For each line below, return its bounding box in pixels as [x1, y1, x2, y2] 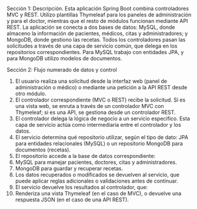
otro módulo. [15, 90, 46, 97]
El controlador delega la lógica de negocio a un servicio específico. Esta [15, 115, 191, 122]
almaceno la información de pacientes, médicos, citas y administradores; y [6, 30, 188, 37]
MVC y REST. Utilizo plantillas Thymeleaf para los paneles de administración [6, 11, 192, 18]
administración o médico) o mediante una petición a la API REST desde [15, 84, 188, 90]
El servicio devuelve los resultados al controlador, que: [15, 184, 148, 190]
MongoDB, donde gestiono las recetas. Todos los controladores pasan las [6, 36, 186, 43]
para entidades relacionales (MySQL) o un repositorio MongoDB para [15, 140, 183, 147]
